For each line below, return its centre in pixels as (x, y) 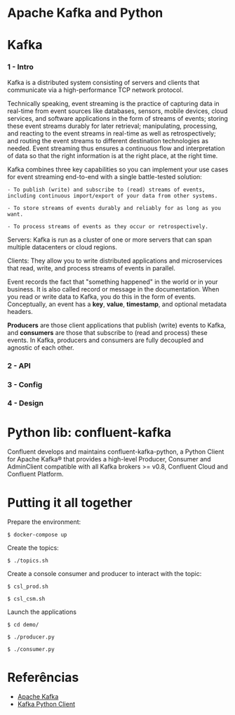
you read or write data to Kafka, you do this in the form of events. (102, 296)
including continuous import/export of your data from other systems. (113, 196)
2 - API (19, 365)
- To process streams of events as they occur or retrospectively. (108, 226)
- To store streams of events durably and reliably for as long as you (114, 208)
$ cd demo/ (23, 625)
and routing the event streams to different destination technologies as (108, 140)
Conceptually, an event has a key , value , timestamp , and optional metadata (117, 304)
